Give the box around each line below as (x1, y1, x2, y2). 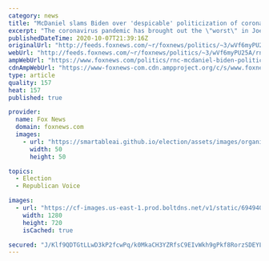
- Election (15, 175, 52, 183)
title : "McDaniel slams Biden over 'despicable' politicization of (8, 19, 239, 27)
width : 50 (29, 145, 62, 153)
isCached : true (22, 226, 74, 235)
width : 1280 (22, 211, 62, 219)
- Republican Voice (15, 182, 81, 191)
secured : (8, 241, 38, 249)
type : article (8, 71, 56, 79)
